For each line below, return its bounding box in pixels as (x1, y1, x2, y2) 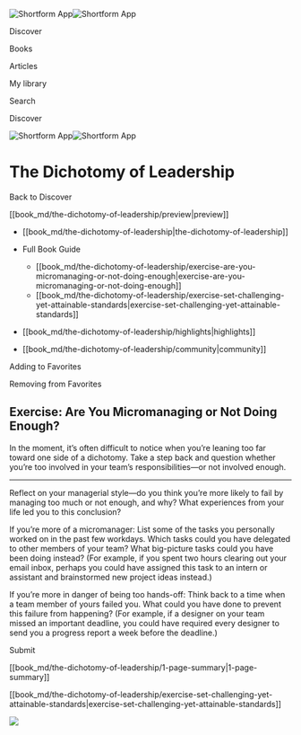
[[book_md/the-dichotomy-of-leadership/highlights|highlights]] (21, 326, 256, 337)
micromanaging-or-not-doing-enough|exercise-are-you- (35, 270, 245, 281)
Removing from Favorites (9, 378, 102, 389)
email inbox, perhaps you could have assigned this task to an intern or (9, 562, 268, 572)
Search (9, 95, 36, 106)
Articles (9, 61, 39, 71)
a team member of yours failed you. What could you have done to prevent (9, 598, 282, 609)
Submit (9, 644, 36, 655)
